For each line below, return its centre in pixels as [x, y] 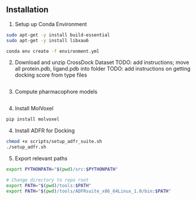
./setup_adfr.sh [26, 147]
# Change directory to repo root [48, 180]
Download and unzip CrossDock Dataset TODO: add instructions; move [102, 62]
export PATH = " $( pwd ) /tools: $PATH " [49, 185]
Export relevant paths [41, 158]
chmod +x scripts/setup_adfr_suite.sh [54, 142]
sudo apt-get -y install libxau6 [48, 40]
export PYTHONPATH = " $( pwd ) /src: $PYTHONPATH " [62, 169]
